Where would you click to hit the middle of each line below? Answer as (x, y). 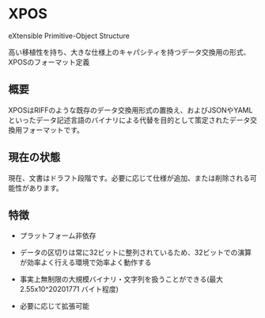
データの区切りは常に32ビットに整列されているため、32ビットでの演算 (135, 253)
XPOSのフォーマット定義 (49, 62)
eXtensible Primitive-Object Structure (69, 36)
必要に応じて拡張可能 (54, 306)
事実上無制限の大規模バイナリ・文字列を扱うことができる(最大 (121, 279)
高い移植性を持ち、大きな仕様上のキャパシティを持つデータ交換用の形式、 (129, 52)
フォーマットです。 (53, 130)
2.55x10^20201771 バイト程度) (69, 289)
